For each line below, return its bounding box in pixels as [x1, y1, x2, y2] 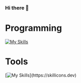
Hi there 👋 [5, 4, 29, 11]
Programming [5, 23, 62, 34]
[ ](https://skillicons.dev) [5, 72, 77, 78]
